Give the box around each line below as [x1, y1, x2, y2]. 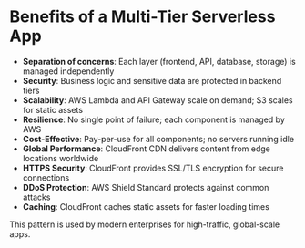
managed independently [22, 66, 115, 77]
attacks [22, 191, 51, 202]
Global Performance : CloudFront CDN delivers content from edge [22, 143, 270, 154]
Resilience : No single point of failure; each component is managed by [22, 114, 285, 125]
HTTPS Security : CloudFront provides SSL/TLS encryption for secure [22, 162, 284, 173]
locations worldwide [22, 152, 99, 163]
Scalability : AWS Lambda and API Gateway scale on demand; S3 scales [22, 94, 293, 106]
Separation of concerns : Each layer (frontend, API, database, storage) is [22, 56, 296, 67]
